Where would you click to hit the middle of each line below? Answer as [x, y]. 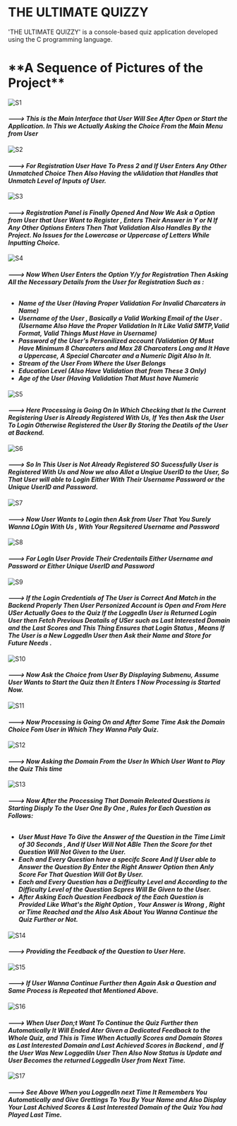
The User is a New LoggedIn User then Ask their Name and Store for [110, 635]
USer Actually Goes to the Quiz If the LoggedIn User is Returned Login [113, 613]
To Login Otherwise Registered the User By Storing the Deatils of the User [118, 426]
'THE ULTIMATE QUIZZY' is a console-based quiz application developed [113, 32]
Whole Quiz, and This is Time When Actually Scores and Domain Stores [115, 1038]
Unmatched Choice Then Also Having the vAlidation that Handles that [113, 173]
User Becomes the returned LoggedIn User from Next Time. [97, 1060]
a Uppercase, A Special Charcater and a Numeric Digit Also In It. [115, 356]
